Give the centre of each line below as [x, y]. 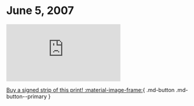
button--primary [27, 96]
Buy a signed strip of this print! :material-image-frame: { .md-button [91, 90]
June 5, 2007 [40, 11]
